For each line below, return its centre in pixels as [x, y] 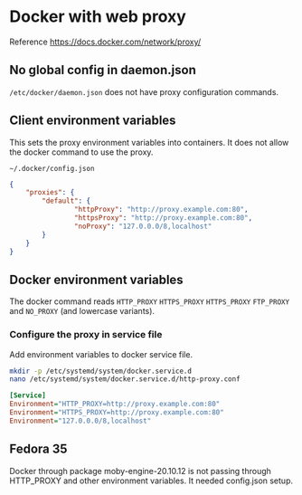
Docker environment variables [96, 279]
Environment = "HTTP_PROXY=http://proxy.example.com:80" [115, 405]
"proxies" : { [50, 193]
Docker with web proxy [98, 17]
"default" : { [66, 201]
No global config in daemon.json [103, 70]
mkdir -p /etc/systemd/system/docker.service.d [101, 371]
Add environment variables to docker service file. [101, 354]
